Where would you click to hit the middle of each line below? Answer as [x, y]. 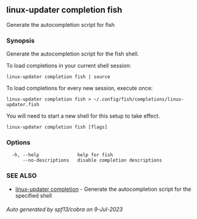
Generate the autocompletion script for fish [60, 24]
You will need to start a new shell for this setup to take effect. [83, 116]
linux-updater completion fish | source [59, 77]
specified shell [34, 195]
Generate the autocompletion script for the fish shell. [73, 54]
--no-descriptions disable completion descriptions [92, 160]
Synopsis [20, 40]
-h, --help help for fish [63, 155]
